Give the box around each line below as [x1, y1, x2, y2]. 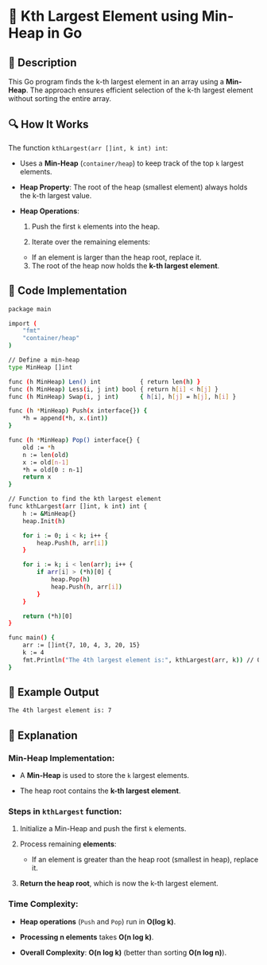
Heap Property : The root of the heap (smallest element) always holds [19, 182, 248, 192]
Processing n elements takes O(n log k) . [19, 932, 154, 942]
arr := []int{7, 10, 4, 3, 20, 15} [22, 641, 141, 650]
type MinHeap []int [8, 363, 73, 371]
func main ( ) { [8, 634, 56, 642]
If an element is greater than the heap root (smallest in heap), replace [31, 855, 259, 865]
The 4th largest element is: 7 [8, 706, 112, 715]
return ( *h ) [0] [22, 612, 73, 620]
